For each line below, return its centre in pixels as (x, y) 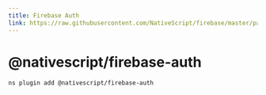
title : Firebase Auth (44, 15)
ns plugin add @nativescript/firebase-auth (81, 83)
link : (17, 23)
